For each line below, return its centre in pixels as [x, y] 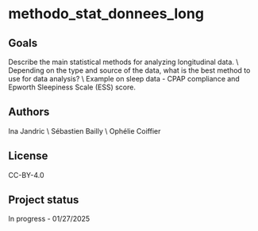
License [28, 156]
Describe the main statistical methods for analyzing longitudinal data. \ [123, 62]
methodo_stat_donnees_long [106, 14]
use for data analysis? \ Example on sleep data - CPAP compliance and [124, 79]
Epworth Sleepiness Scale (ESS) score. [72, 87]
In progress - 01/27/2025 [49, 219]
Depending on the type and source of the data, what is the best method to [129, 70]
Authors [29, 112]
